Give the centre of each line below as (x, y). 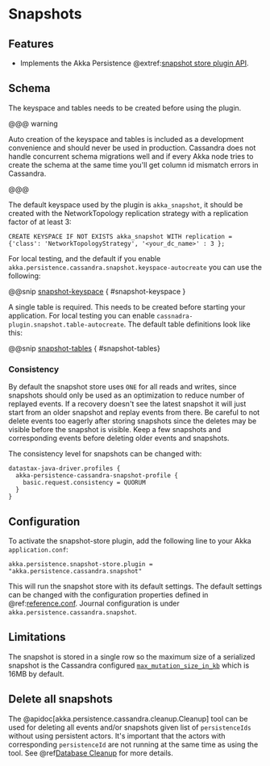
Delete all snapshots (60, 699)
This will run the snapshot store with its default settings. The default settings (135, 586)
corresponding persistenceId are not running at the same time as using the (133, 744)
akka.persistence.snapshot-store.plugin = (81, 564)
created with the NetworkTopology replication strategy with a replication (128, 213)
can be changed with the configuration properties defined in (108, 594)
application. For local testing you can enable (82, 315)
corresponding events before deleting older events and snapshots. (119, 438)
